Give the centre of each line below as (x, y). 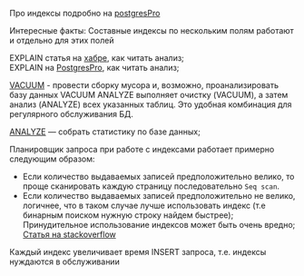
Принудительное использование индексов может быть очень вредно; (159, 225)
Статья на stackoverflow (69, 234)
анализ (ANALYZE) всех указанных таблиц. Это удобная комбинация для (151, 104)
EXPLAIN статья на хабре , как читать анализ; (97, 58)
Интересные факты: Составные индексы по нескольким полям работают (152, 30)
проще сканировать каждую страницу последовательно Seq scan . (151, 186)
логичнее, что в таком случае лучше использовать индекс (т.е (144, 205)
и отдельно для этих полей (62, 40)
